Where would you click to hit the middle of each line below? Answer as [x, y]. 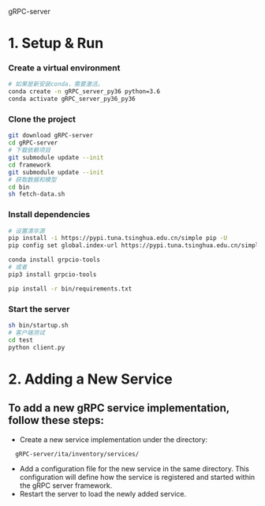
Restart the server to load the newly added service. [103, 493]
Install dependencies [49, 215]
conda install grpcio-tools [54, 260]
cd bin [19, 187]
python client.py [37, 347]
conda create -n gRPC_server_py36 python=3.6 [84, 92]
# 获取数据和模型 [32, 180]
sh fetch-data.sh [37, 194]
